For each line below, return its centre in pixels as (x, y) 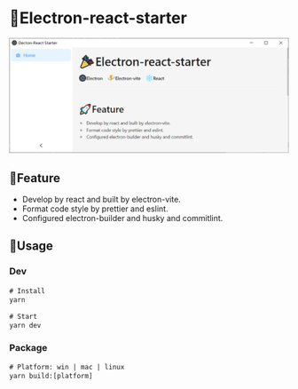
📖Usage (31, 246)
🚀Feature (35, 178)
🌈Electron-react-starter (98, 18)
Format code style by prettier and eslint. (95, 209)
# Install (27, 291)
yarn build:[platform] (51, 376)
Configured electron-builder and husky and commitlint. (122, 218)
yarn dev (25, 325)
